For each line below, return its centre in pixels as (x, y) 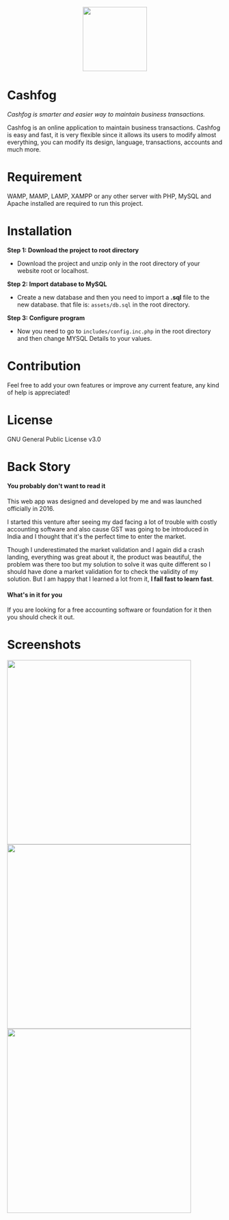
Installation (40, 231)
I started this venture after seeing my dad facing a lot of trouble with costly (112, 522)
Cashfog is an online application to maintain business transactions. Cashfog (114, 128)
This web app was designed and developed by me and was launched (104, 501)
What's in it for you (35, 595)
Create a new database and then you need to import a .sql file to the (113, 297)
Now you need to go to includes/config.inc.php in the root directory (114, 331)
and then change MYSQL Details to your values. (84, 338)
